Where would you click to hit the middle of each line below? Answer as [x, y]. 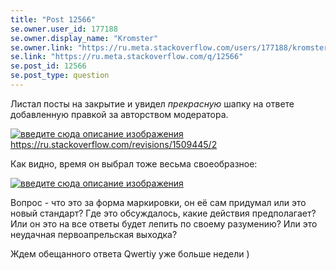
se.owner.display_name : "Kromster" [84, 38]
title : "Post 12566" [53, 19]
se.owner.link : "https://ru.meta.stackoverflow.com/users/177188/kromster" [171, 47]
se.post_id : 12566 [48, 66]
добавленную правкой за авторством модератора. [119, 114]
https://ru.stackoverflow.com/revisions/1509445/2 [114, 144]
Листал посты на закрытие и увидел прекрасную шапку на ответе [152, 103]
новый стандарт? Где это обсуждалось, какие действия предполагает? [163, 213]
